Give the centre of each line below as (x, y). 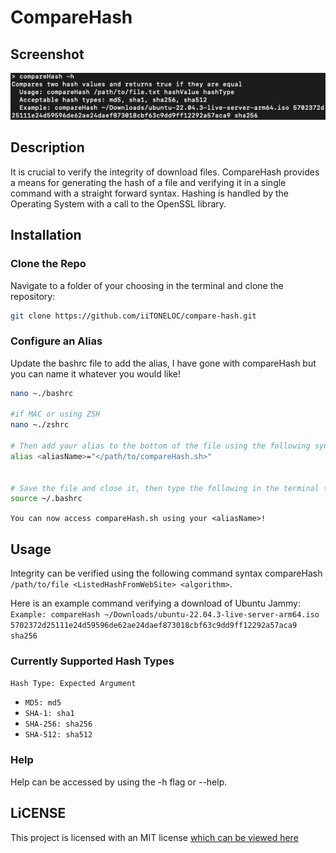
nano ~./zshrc (40, 425)
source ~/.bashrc (46, 499)
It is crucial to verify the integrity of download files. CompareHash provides (165, 172)
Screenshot (47, 54)
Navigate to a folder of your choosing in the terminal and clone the (147, 285)
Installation (46, 235)
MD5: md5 (43, 703)
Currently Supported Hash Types (92, 661)
